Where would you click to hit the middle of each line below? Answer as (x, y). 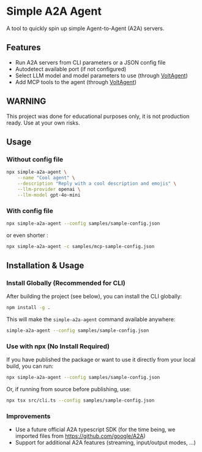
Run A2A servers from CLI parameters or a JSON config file (90, 62)
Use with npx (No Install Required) (58, 346)
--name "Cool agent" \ (46, 178)
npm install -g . (28, 308)
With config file (30, 211)
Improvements (28, 416)
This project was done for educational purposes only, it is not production (98, 116)
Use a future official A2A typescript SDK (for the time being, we (95, 430)
